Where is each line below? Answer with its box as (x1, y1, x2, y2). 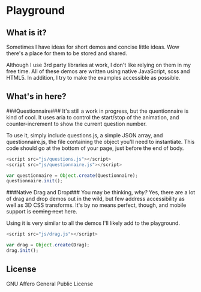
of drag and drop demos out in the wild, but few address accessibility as (6, 195, 185, 203)
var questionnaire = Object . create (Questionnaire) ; (6, 172, 138, 179)
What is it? (6, 28, 47, 38)
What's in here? (6, 91, 67, 102)
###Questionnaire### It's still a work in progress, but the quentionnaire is (6, 107, 189, 115)
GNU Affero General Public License (6, 280, 94, 287)
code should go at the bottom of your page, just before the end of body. (6, 145, 184, 152)
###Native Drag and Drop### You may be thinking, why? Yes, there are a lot (6, 189, 196, 196)
